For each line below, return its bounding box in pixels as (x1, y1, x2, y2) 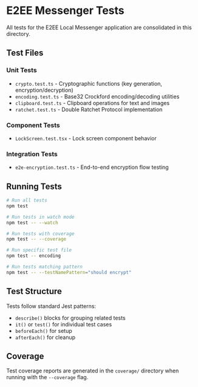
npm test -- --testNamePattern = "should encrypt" (6, 269, 132, 275)
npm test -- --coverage (6, 236, 67, 242)
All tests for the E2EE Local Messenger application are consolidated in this (6, 24, 193, 31)
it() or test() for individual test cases (15, 320, 112, 328)
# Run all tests (6, 197, 47, 204)
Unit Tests (6, 66, 38, 75)
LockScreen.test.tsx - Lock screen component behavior (15, 134, 157, 142)
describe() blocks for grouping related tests (15, 314, 126, 321)
